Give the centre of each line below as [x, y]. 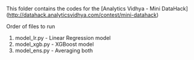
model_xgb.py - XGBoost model [55, 44]
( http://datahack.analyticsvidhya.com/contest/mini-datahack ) [83, 15]
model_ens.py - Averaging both [54, 50]
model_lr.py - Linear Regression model [63, 38]
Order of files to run [31, 26]
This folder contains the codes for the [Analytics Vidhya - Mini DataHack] [97, 9]
